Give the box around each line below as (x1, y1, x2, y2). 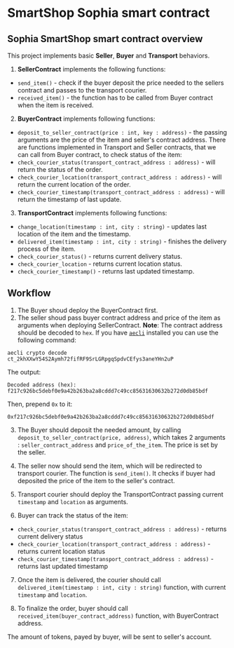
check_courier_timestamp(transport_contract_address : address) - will (17, 188, 226, 196)
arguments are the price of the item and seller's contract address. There (17, 135, 226, 144)
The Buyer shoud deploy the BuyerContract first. (17, 306, 158, 314)
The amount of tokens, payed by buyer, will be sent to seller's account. (7, 633, 212, 641)
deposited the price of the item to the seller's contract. (17, 476, 175, 485)
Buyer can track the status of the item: (17, 511, 128, 520)
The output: (7, 367, 41, 376)
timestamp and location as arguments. (17, 497, 128, 506)
